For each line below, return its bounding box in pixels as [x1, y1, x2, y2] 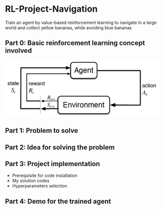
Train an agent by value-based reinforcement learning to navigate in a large [5, 20, 157, 25]
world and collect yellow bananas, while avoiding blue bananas [5, 24, 132, 30]
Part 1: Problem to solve [5, 126, 78, 135]
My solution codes [12, 178, 50, 184]
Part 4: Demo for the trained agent [5, 197, 111, 206]
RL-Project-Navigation [5, 3, 98, 15]
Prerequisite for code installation [12, 172, 78, 179]
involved [5, 46, 32, 55]
